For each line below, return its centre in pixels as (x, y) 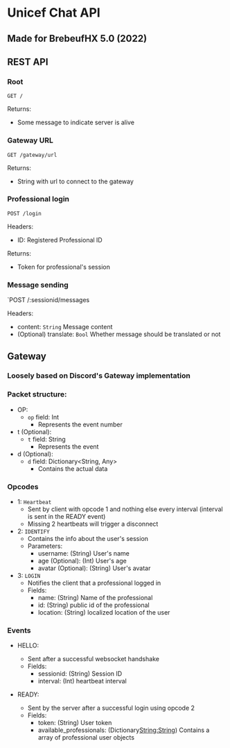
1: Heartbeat (34, 502)
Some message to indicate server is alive (76, 122)
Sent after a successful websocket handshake (93, 659)
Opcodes (23, 486)
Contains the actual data (73, 468)
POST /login (24, 213)
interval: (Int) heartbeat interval (82, 681)
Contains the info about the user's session (88, 539)
